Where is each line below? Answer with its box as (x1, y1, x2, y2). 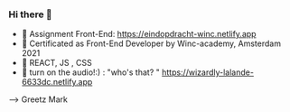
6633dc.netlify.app (21, 77, 93, 88)
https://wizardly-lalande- (161, 67, 255, 78)
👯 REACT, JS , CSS (21, 58, 92, 69)
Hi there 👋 (8, 8, 53, 21)
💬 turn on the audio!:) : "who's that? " (21, 67, 160, 78)
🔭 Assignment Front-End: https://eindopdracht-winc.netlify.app (21, 29, 257, 40)
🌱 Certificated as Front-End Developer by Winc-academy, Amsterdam (21, 38, 282, 49)
